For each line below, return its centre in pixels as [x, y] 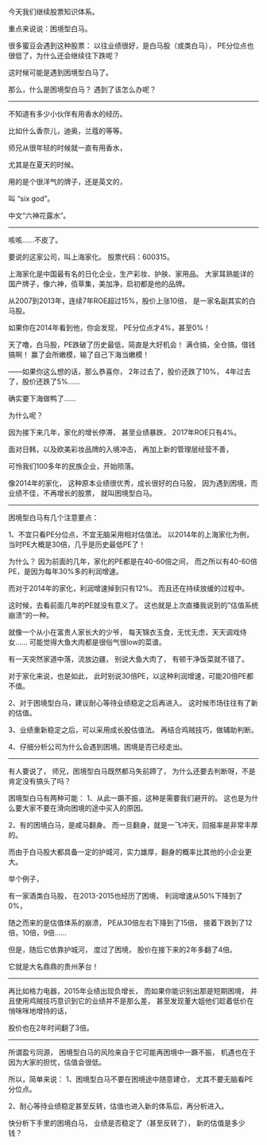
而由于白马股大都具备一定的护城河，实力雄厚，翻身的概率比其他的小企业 [126, 852]
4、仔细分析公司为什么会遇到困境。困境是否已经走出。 [98, 747]
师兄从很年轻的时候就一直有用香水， [68, 148]
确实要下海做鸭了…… [43, 398]
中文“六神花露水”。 [39, 215]
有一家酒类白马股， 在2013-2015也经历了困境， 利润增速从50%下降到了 [126, 896]
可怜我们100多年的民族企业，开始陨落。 [74, 466]
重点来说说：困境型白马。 [50, 29]
